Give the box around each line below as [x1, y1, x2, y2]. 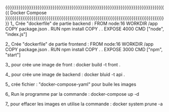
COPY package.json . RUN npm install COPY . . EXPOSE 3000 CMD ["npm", [5, 47, 163, 52]
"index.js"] [5, 31, 27, 37]
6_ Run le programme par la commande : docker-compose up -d [5, 91, 139, 97]
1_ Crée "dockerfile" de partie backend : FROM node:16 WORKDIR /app [10, 20, 158, 26]
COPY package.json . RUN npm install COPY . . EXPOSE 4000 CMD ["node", [5, 26, 164, 32]
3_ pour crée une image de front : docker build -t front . [5, 62, 120, 67]
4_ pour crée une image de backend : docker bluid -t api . [5, 71, 125, 78]
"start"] [5, 52, 21, 58]
